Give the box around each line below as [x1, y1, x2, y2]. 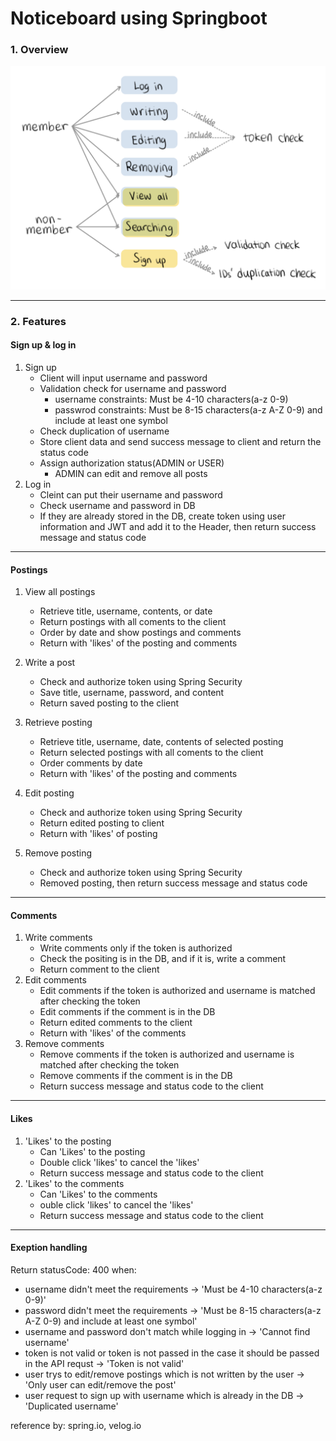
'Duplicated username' [24, 1400, 119, 1412]
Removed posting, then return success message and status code [39, 877, 308, 889]
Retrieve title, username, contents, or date [39, 605, 213, 617]
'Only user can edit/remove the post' [24, 1378, 177, 1391]
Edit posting [24, 787, 75, 799]
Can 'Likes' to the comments [39, 1188, 158, 1200]
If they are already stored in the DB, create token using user [39, 510, 286, 522]
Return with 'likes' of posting [39, 828, 158, 840]
